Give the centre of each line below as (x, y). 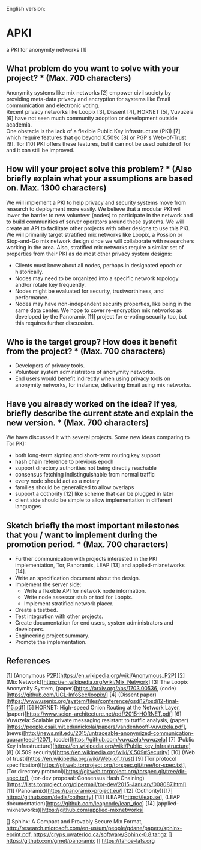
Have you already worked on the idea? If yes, (92, 404)
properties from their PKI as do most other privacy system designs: (89, 254)
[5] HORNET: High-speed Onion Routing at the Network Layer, (103, 707)
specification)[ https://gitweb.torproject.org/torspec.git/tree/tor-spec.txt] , (96, 765)
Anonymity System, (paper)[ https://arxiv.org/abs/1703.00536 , (82, 688)
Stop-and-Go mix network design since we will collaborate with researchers (100, 241)
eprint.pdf (18, 834)
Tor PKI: (16, 444)
